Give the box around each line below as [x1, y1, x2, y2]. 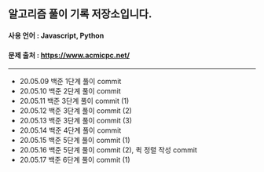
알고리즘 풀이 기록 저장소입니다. [8, 7, 152, 21]
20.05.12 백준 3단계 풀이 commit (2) [19, 106, 132, 115]
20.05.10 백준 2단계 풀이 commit [19, 86, 122, 96]
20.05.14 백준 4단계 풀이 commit [19, 126, 122, 135]
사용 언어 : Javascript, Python [8, 31, 104, 40]
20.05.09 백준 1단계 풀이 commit [19, 77, 122, 86]
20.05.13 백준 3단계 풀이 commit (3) [19, 116, 132, 126]
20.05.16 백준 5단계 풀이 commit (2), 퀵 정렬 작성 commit [19, 145, 198, 155]
